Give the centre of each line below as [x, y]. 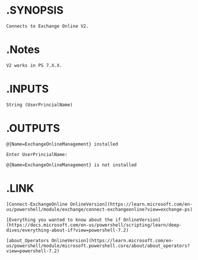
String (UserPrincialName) [40, 104]
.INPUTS [28, 89]
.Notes [23, 50]
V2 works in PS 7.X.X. [34, 65]
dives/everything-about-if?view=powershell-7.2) [67, 230]
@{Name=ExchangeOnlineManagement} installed [62, 144]
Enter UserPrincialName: [37, 154]
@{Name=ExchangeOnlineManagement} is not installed [71, 165]
